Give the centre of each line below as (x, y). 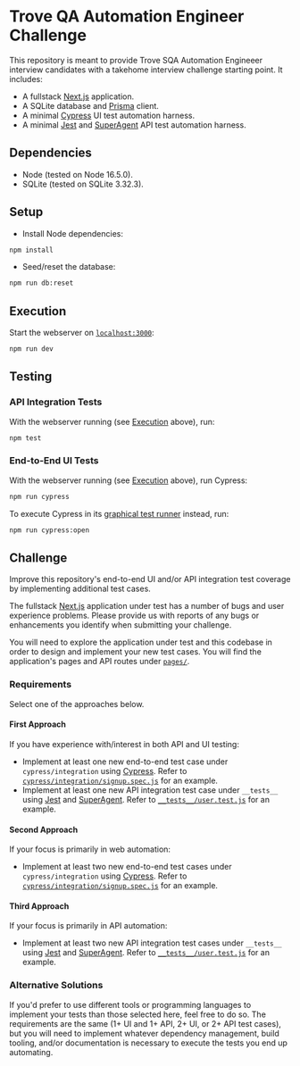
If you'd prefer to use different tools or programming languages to (130, 1004)
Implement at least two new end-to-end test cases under (127, 867)
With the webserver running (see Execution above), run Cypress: (129, 480)
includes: (26, 79)
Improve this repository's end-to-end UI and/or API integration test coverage (150, 579)
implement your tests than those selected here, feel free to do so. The (137, 1014)
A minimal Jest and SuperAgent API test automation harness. (134, 125)
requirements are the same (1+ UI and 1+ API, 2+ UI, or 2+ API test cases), (145, 1023)
